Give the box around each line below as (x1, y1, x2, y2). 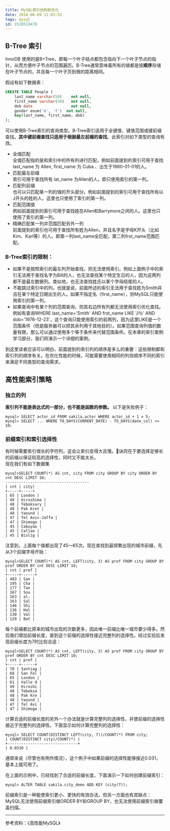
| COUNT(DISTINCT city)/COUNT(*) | (5, 737, 80, 742)
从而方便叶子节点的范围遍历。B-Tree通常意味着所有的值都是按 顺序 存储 (14, 62, 161, 68)
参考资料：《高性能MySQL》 (5, 820, 61, 826)
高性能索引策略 (5, 375, 52, 384)
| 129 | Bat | (5, 616, 35, 622)
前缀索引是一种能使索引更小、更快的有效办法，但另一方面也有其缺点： (5, 792, 152, 798)
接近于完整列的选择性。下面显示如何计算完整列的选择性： (5, 722, 125, 728)
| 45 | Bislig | (5, 533, 39, 538)
